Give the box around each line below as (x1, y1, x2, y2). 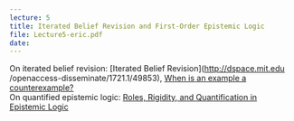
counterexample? (9, 82, 74, 93)
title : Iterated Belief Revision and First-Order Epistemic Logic (9, 22, 265, 31)
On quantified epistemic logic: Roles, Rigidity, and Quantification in (9, 92, 258, 103)
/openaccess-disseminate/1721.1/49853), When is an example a (9, 73, 247, 84)
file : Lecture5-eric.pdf (9, 30, 103, 39)
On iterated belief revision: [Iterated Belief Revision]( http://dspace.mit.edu (9, 63, 285, 74)
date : (9, 38, 30, 48)
